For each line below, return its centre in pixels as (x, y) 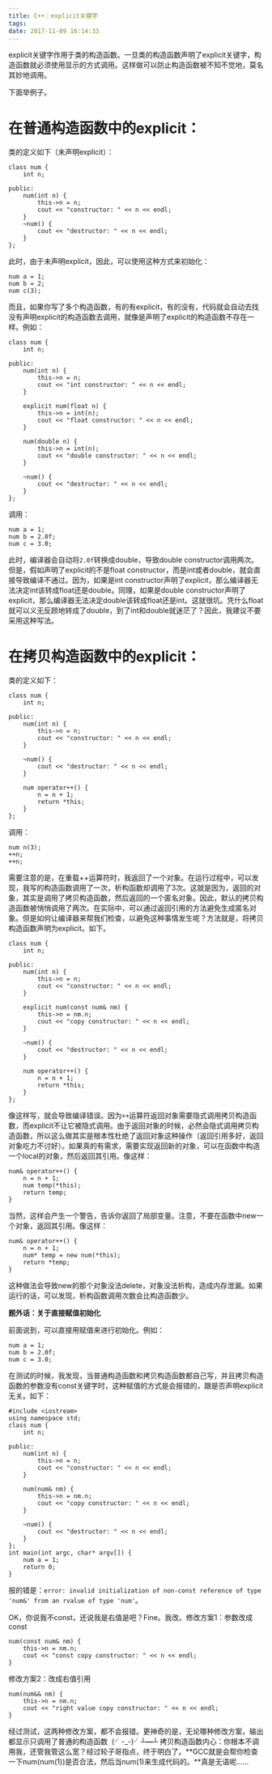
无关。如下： (30, 1396)
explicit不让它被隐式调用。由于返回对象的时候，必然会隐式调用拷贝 (141, 1125)
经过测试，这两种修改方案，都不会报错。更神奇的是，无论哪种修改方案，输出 (136, 1731)
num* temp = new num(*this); (72, 1256)
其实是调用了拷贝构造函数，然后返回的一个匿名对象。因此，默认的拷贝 (139, 898)
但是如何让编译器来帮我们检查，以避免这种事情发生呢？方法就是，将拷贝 (143, 918)
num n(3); (25, 848)
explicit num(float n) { (65, 406)
